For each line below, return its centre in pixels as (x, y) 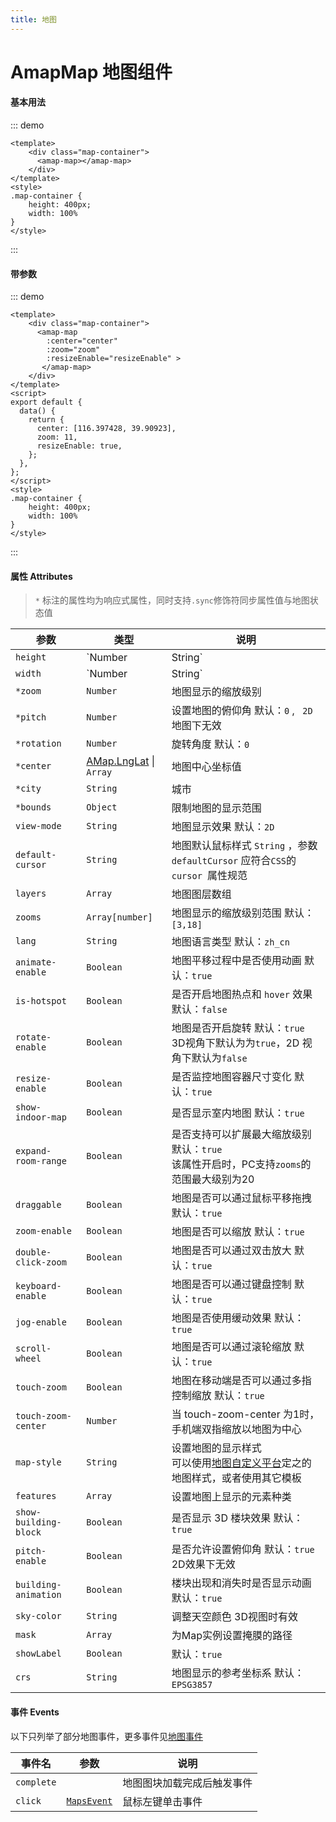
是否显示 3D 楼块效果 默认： (237, 1518)
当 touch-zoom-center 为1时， (245, 1414)
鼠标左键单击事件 (162, 1801)
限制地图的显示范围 (216, 808)
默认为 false (219, 1058)
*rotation (38, 744)
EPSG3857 (192, 1685)
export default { (46, 402)
